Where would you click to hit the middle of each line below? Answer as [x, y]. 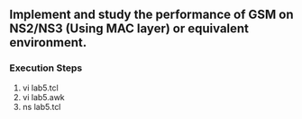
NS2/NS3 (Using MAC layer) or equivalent [129, 29]
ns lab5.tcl [41, 106]
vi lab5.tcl [40, 88]
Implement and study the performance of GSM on [151, 15]
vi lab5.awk [43, 97]
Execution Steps [46, 68]
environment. [48, 42]
